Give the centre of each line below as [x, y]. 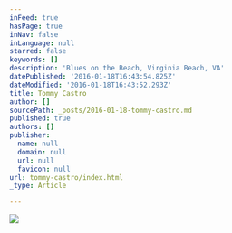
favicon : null [44, 169]
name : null [38, 144]
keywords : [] [34, 60]
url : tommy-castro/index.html [67, 177]
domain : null [42, 152]
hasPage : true [36, 26]
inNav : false [34, 34]
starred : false [38, 51]
